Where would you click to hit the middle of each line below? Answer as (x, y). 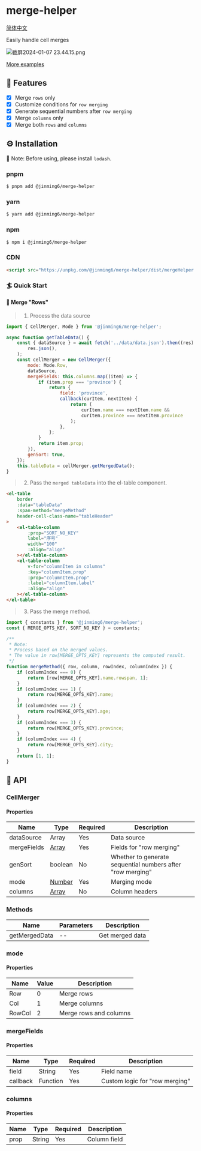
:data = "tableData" (40, 505)
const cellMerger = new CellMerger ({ (64, 360)
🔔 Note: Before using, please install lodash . (59, 158)
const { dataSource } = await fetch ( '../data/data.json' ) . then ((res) (106, 343)
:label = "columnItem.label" (61, 583)
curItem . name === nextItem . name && (125, 410)
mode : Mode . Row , (48, 365)
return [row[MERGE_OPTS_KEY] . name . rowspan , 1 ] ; (88, 678)
